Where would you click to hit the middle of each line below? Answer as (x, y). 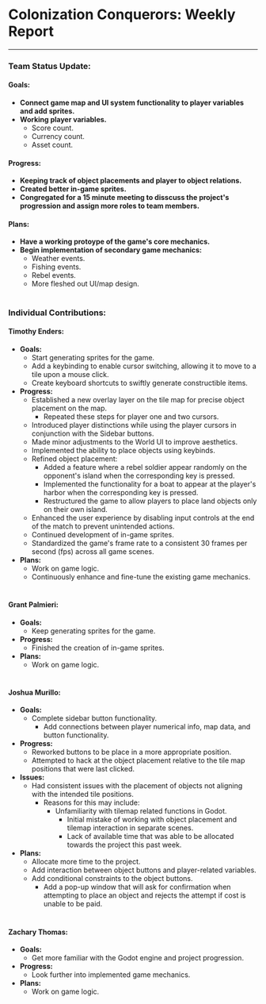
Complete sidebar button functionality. (94, 718)
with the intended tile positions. (83, 794)
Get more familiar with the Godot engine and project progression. (137, 958)
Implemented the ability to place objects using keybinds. (123, 450)
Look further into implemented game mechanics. (111, 975)
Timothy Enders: (36, 332)
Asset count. (52, 145)
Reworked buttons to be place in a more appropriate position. (131, 752)
